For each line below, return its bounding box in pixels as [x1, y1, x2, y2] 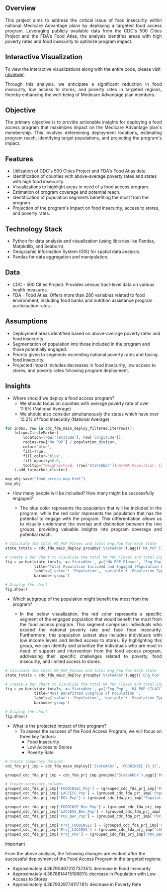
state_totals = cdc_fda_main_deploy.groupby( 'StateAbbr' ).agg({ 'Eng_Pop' [5, 672, 162, 678]
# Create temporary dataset [5, 759, 64, 764]
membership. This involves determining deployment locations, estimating [5, 129, 162, 136]
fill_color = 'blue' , [23, 453, 64, 459]
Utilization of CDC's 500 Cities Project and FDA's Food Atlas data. [12, 168, 147, 174]
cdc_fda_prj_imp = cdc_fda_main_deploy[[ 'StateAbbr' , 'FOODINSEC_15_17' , [5, 764, 162, 768]
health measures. [12, 286, 48, 293]
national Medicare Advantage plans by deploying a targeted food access [5, 22, 162, 28]
